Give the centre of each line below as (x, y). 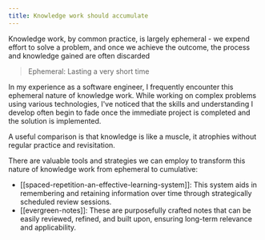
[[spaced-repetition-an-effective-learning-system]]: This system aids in (139, 185)
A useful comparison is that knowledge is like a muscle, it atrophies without (132, 136)
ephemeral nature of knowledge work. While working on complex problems (132, 95)
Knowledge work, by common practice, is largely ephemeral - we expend (129, 39)
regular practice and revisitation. (62, 144)
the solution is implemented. (55, 120)
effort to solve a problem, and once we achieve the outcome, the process (129, 47)
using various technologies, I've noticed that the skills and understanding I (131, 104)
